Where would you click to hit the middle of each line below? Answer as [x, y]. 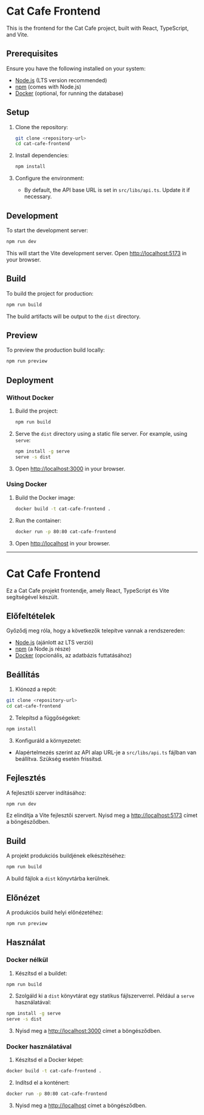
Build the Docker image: [45, 497]
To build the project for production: [50, 293]
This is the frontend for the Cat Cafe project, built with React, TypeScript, [98, 28]
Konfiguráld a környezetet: [48, 740]
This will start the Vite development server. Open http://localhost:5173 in [97, 253]
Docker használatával [39, 1047]
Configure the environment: [49, 179]
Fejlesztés [26, 778]
